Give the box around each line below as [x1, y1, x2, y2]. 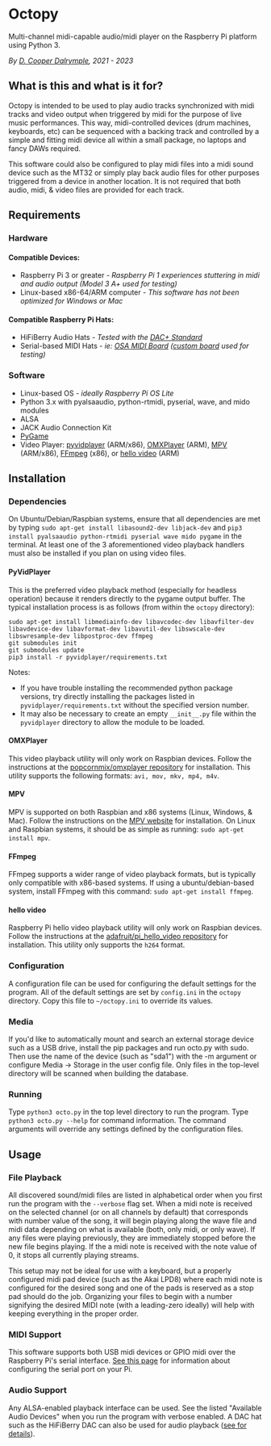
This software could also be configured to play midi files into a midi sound [8, 159, 254, 169]
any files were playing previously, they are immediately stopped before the [8, 1233, 256, 1243]
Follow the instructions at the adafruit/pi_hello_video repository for [8, 932, 228, 941]
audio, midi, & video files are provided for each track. [8, 185, 185, 195]
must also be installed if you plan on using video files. [8, 548, 187, 558]
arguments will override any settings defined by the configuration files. [8, 1124, 244, 1134]
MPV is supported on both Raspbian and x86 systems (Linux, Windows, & [8, 807, 252, 817]
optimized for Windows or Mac [19, 296, 123, 306]
